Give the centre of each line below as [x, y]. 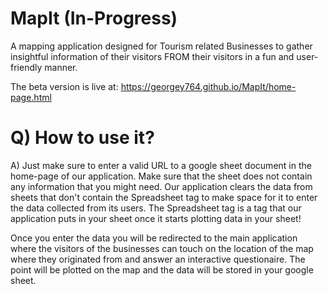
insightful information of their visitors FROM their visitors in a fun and [152, 56]
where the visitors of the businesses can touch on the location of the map [162, 248]
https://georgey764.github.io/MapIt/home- [208, 86]
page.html [31, 97]
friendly [26, 67]
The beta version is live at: [64, 86]
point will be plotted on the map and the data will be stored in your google [162, 269]
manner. [61, 67]
